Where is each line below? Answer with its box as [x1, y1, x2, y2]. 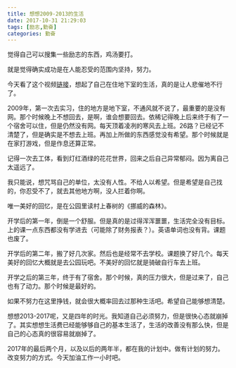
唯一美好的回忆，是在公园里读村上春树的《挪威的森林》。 [7, 202, 171, 210]
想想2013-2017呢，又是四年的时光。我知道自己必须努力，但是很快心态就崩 [7, 312, 223, 321]
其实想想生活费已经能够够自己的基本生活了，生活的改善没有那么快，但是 [19, 321, 229, 329]
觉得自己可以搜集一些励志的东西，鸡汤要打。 [7, 50, 137, 59]
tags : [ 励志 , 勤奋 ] [7, 23, 58, 30]
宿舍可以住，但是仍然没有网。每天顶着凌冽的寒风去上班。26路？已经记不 [13, 121, 225, 130]
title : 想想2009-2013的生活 [7, 10, 84, 18]
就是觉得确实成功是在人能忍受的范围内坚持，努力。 [7, 65, 155, 74]
